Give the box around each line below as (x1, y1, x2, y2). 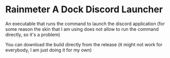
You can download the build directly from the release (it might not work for (5, 41, 163, 47)
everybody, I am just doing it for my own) (5, 47, 92, 53)
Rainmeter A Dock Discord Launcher (5, 4, 163, 15)
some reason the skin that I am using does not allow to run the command (5, 26, 159, 32)
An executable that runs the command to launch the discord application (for (5, 21, 165, 27)
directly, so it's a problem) (5, 31, 60, 37)
